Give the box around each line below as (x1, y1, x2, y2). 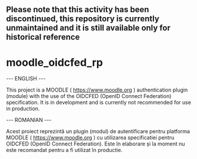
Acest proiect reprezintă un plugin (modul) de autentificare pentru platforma (6, 128, 190, 135)
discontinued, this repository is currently (6, 14, 160, 24)
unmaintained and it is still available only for (6, 23, 171, 33)
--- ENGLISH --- (6, 75, 46, 82)
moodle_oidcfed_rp (6, 56, 103, 69)
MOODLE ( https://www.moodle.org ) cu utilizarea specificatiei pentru (6, 134, 175, 141)
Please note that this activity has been (6, 5, 149, 15)
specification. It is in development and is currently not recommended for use (6, 99, 191, 106)
